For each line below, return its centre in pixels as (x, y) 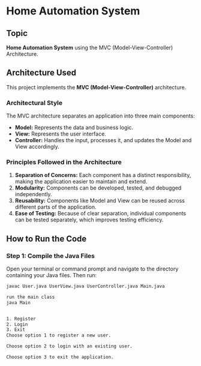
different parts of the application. (56, 207)
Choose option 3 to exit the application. (60, 357)
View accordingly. (37, 147)
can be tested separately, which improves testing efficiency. (89, 220)
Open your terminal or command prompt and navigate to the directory (92, 269)
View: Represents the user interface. (60, 134)
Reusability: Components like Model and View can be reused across (100, 201)
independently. (33, 194)
